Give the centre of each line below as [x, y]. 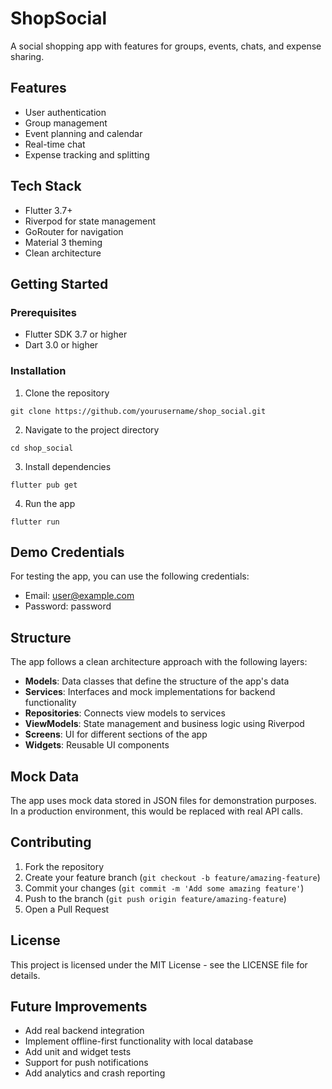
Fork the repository [64, 866]
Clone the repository [67, 393]
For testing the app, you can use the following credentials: [130, 576]
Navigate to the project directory [92, 429]
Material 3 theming [63, 242]
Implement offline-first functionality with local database [139, 1041]
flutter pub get [44, 485]
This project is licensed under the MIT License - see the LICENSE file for [159, 964]
